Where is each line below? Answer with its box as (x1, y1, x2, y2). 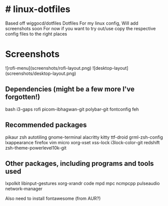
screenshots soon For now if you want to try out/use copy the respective (5, 25, 156, 31)
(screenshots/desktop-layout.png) (5, 70, 76, 76)
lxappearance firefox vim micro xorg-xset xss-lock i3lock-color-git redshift (5, 139, 160, 145)
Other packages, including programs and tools (5, 159, 154, 168)
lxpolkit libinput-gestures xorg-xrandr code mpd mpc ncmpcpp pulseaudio (5, 180, 160, 186)
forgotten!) (5, 93, 40, 101)
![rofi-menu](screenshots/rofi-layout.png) (5, 65, 92, 71)
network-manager (5, 186, 43, 192)
